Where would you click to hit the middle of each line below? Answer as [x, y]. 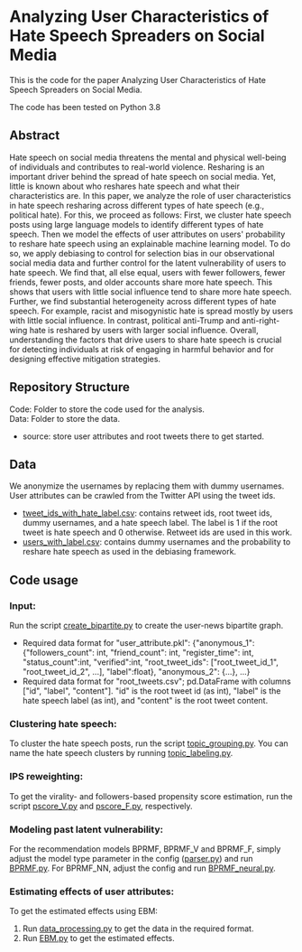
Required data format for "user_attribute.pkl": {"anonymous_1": [138, 643]
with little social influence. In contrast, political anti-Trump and [125, 320]
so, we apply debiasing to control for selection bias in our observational [142, 253]
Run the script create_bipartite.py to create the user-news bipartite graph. [146, 626]
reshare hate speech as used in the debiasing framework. [129, 552]
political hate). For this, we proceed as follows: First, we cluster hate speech [151, 215]
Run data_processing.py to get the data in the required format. [138, 929]
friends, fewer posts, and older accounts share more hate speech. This [141, 282]
